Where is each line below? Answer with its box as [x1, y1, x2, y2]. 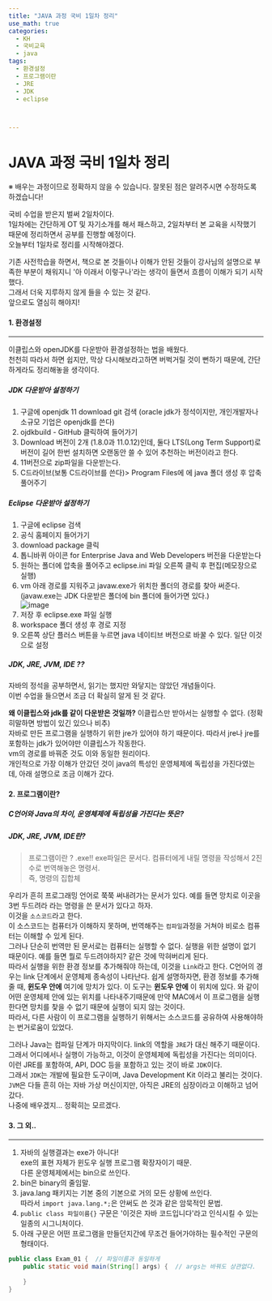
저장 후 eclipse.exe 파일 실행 [19, 610, 113, 620]
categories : [8, 27, 49, 35]
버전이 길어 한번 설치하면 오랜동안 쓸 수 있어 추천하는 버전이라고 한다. [19, 448, 239, 457]
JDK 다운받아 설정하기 [8, 384, 79, 394]
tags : [8, 58, 27, 66]
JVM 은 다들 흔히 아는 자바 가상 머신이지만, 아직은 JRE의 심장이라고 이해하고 [8, 1080, 244, 1090]
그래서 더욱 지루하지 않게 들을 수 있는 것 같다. [8, 287, 151, 297]
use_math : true [8, 19, 60, 28]
